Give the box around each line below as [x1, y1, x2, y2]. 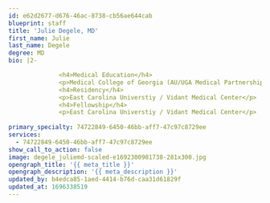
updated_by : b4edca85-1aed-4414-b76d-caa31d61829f [8, 176, 182, 184]
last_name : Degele [8, 42, 70, 50]
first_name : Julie [8, 34, 70, 43]
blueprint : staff [8, 19, 67, 27]
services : [8, 131, 42, 139]
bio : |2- [8, 57, 38, 65]
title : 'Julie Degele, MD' [8, 26, 99, 35]
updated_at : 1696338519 [8, 183, 88, 191]
